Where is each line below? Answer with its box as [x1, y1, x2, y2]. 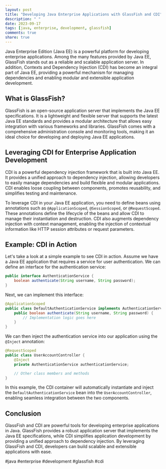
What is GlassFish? [5, 95, 65, 103]
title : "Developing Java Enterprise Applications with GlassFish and [5, 12, 152, 17]
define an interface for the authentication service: [5, 264, 106, 270]
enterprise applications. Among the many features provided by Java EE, [5, 53, 152, 59]
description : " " [5, 16, 41, 21]
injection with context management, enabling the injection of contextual [5, 221, 151, 227]
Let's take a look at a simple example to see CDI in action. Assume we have [5, 254, 159, 260]
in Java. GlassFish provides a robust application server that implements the [5, 428, 158, 434]
